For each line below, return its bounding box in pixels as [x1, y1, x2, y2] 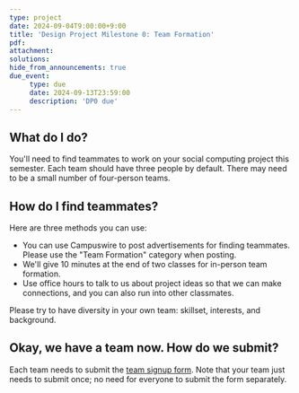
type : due [29, 80, 66, 89]
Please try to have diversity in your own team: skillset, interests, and [9, 305, 261, 315]
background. [9, 315, 57, 325]
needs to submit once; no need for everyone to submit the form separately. [9, 373, 287, 384]
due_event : [9, 72, 50, 81]
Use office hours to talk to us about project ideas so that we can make [22, 278, 282, 288]
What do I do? [9, 129, 88, 144]
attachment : [9, 47, 54, 56]
